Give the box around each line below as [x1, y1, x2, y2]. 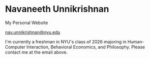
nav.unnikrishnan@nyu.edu [5, 29, 60, 35]
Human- [127, 38, 144, 45]
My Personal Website [5, 20, 48, 26]
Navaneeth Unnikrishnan [5, 3, 109, 15]
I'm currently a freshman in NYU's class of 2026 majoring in [5, 38, 127, 45]
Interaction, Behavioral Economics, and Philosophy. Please [26, 44, 145, 50]
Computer [5, 44, 26, 50]
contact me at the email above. [5, 49, 68, 55]
